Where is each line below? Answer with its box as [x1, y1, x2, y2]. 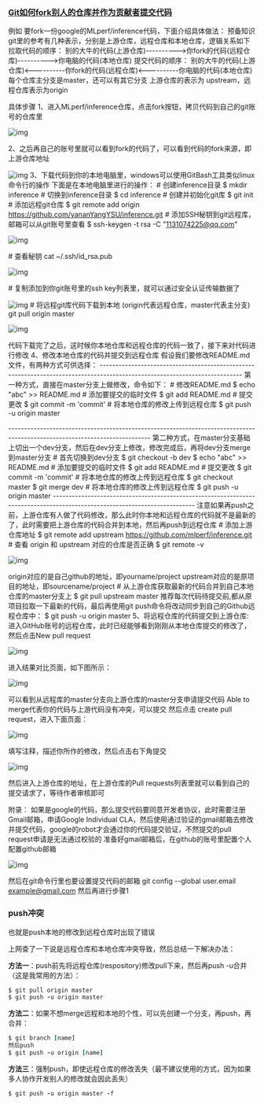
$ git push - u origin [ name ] [8, 1049, 104, 1057]
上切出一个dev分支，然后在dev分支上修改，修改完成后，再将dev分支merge [8, 443, 251, 453]
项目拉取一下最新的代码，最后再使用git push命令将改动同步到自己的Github [8, 601, 249, 611]
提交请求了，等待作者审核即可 [8, 789, 104, 798]
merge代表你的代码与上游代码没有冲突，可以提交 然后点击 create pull [8, 704, 233, 714]
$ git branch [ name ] [8, 1034, 76, 1042]
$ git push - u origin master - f [8, 1089, 114, 1097]
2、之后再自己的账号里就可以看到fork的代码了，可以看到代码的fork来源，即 [8, 144, 252, 153]
